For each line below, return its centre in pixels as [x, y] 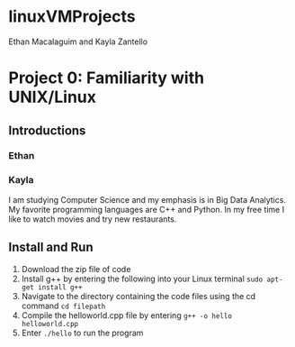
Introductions [47, 130]
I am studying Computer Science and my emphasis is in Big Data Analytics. [147, 199]
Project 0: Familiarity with [106, 78]
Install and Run [51, 247]
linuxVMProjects [72, 17]
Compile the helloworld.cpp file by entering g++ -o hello [127, 315]
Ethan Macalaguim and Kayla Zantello [78, 41]
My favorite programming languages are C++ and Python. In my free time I [147, 209]
